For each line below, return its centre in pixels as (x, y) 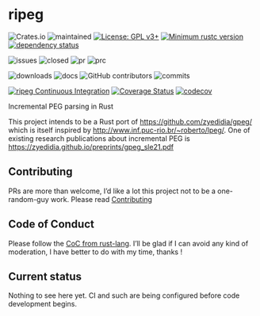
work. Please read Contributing (101, 199)
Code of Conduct (52, 225)
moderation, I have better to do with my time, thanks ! (96, 252)
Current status (45, 276)
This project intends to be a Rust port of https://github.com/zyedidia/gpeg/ (130, 121)
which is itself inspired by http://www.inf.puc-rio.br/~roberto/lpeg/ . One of (129, 130)
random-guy (29, 199)
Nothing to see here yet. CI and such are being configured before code (124, 295)
